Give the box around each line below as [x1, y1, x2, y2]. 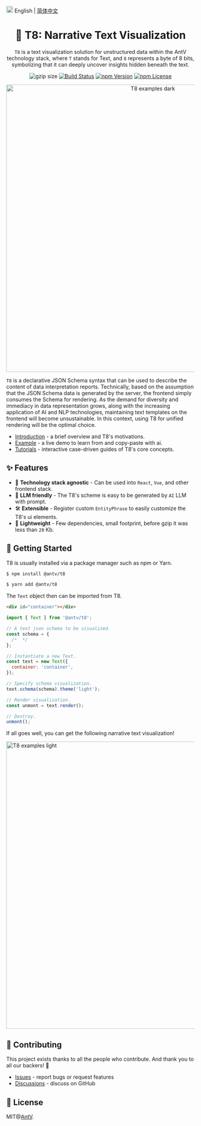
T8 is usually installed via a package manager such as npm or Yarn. [6, 559, 172, 566]
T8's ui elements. [14, 513, 58, 520]
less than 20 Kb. [14, 526, 54, 533]
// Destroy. [6, 713, 36, 720]
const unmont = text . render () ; [6, 702, 84, 709]
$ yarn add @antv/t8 [6, 581, 58, 588]
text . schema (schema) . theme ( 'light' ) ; [6, 686, 100, 692]
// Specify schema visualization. [6, 681, 93, 687]
